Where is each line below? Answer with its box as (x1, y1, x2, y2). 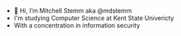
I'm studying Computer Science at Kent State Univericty (13, 14, 174, 22)
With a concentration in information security (13, 21, 141, 29)
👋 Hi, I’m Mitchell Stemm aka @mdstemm (13, 7, 132, 15)
